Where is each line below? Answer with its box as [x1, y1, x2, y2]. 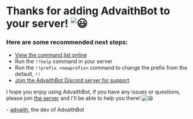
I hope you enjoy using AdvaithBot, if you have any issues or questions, [6, 88, 181, 96]
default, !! [14, 70, 41, 78]
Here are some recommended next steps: [6, 38, 128, 46]
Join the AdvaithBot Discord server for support [14, 77, 129, 84]
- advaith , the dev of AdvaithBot [6, 106, 84, 114]
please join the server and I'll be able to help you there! [6, 95, 141, 102]
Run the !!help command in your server [14, 58, 113, 65]
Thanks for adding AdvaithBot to [6, 4, 170, 18]
